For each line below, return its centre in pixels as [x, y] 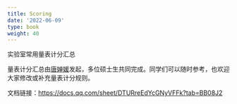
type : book [23, 27]
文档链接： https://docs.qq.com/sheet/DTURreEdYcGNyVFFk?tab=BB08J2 [115, 93]
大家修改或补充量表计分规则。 [50, 78]
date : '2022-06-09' [36, 20]
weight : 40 [23, 33]
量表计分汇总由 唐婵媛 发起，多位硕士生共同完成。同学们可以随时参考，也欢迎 [119, 69]
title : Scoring [30, 14]
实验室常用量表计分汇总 [41, 54]
